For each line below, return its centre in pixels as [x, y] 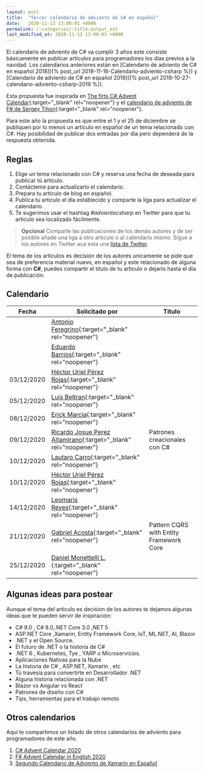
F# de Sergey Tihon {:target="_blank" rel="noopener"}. [75, 109]
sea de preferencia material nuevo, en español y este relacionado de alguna [101, 262]
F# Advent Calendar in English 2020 [60, 757]
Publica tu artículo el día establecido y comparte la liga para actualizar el [106, 200]
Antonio [63, 321]
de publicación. [25, 275]
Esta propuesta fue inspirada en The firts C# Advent [71, 96]
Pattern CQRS [169, 525]
